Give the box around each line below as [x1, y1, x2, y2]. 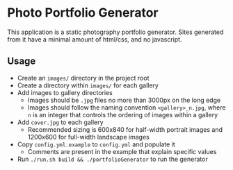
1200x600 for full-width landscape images [27, 133, 150, 141]
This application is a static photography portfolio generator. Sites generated [7, 28, 224, 36]
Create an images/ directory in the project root [17, 74, 150, 82]
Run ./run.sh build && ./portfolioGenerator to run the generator [17, 155, 209, 163]
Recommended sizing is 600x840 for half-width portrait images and [27, 125, 223, 133]
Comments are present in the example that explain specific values [27, 147, 217, 155]
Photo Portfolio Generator [7, 5, 159, 21]
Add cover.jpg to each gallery [17, 118, 104, 126]
